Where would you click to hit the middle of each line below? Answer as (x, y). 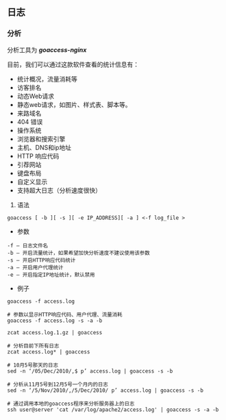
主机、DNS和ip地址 (44, 147)
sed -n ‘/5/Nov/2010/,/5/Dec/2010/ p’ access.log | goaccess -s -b (105, 390)
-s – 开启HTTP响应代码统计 (41, 260)
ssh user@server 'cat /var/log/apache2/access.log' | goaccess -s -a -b (113, 410)
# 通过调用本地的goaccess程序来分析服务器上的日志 (71, 404)
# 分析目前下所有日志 (33, 346)
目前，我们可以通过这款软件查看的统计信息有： (73, 64)
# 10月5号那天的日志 (33, 365)
